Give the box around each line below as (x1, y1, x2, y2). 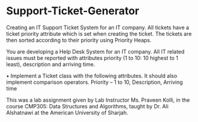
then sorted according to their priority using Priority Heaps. (6, 36, 152, 43)
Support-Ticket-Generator (6, 4, 140, 18)
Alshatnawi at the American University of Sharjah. (6, 109, 128, 116)
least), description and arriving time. (6, 61, 95, 68)
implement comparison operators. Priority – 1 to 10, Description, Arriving (6, 79, 183, 86)
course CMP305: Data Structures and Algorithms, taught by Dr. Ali (6, 102, 169, 110)
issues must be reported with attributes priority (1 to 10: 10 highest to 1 (6, 54, 178, 61)
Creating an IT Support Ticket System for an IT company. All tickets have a (6, 24, 190, 31)
